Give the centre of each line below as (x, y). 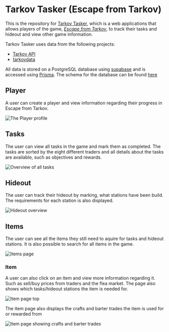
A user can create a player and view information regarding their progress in (84, 103)
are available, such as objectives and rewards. (54, 157)
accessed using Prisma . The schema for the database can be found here (81, 74)
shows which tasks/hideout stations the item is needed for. (67, 289)
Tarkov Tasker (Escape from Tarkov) (83, 9)
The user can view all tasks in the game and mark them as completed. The (83, 146)
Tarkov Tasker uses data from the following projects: (60, 44)
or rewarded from (24, 314)
